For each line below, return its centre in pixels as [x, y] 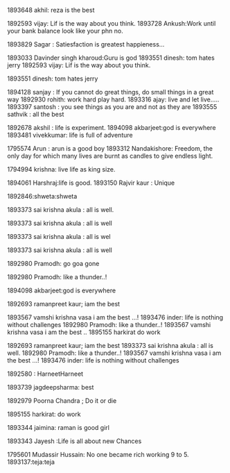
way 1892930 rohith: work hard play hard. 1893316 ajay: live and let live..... [113, 99]
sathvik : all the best [36, 114]
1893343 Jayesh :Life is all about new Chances [74, 441]
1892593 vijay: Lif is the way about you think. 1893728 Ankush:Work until [112, 23]
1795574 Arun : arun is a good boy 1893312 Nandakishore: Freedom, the [110, 148]
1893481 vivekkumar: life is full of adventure [70, 135]
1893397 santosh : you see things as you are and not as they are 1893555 [112, 107]
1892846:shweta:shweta [42, 196]
